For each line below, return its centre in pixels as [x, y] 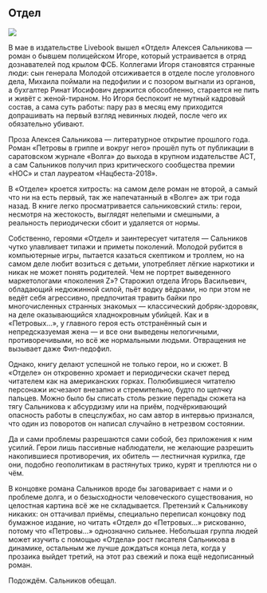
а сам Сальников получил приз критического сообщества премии [122, 165]
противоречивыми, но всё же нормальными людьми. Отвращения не [128, 340]
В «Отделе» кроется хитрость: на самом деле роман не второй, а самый [133, 189]
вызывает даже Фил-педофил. [60, 348]
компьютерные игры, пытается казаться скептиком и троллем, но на [126, 255]
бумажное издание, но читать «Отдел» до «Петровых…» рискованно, [128, 522]
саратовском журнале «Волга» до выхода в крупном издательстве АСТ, [132, 156]
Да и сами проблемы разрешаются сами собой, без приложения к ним [130, 439]
